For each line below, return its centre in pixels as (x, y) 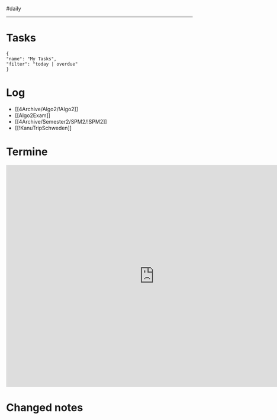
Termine (27, 152)
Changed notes (45, 408)
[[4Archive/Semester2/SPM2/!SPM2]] (61, 121)
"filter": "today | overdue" (42, 64)
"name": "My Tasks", (32, 59)
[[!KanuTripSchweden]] (43, 128)
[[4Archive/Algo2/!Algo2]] (46, 109)
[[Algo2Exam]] (32, 115)
